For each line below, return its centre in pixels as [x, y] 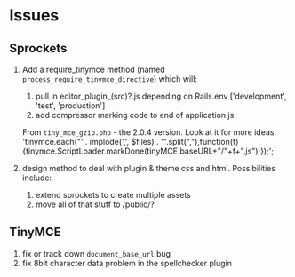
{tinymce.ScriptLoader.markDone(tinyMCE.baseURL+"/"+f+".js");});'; [147, 151]
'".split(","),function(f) [199, 142]
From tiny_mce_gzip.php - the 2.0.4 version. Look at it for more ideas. [149, 132]
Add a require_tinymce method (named [94, 69]
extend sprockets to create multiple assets [113, 195]
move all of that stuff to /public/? [95, 204]
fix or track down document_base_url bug [96, 253]
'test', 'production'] [70, 106]
